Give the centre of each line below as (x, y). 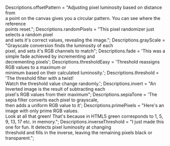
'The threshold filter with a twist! (39, 78)
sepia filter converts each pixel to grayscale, (52, 100)
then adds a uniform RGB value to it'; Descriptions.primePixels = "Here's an (85, 105)
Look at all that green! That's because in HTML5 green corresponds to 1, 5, (84, 116)
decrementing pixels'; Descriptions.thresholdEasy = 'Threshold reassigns (83, 62)
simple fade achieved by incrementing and (50, 56)
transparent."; (20, 138)
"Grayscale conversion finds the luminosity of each (59, 45)
